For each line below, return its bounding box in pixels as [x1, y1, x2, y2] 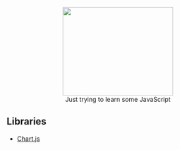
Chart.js [16, 134, 40, 143]
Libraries [6, 115, 47, 127]
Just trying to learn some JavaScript [65, 96, 171, 103]
